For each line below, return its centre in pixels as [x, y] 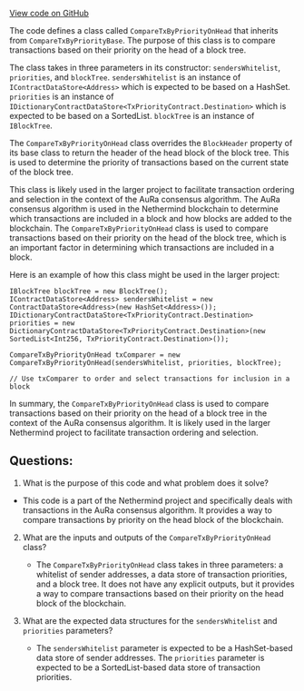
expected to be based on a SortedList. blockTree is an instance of [132, 116]
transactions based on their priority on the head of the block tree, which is [148, 238]
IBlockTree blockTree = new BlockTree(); [89, 291]
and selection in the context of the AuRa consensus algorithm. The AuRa [145, 199]
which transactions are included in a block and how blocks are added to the [151, 218]
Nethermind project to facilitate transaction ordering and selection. [134, 432]
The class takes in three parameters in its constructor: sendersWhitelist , [145, 68]
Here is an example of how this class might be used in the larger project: [145, 275]
